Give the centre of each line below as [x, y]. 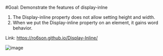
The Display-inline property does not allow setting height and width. [84, 17]
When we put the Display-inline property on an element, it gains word [86, 23]
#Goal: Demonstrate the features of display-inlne [57, 7]
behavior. [22, 28]
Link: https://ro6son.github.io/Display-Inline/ [52, 38]
